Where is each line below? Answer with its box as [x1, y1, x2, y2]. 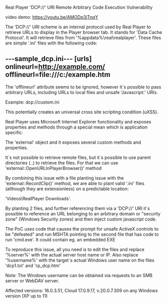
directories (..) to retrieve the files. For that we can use [5, 159, 119, 166]
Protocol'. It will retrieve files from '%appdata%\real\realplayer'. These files [5, 35, 161, 40]
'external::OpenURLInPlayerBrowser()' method [5, 165, 102, 171]
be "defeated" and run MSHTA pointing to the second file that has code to [5, 231, 159, 237]
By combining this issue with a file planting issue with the [5, 175, 124, 181]
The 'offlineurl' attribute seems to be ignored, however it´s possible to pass [5, 83, 161, 90]
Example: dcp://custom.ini [5, 99, 60, 105]
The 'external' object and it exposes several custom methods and [5, 139, 141, 145]
